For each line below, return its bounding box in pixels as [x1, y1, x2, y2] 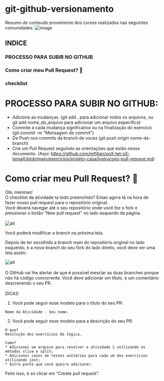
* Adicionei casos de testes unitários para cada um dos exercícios [5, 353, 148, 358]
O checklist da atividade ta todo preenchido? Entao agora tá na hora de [5, 194, 149, 200]
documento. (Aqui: [12, 151, 50, 157]
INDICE [5, 39, 27, 48]
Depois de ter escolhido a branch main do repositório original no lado [5, 239, 145, 245]
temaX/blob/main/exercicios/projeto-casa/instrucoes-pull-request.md [12, 156, 153, 162]
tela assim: [5, 250, 27, 256]
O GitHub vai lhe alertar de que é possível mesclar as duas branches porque [5, 269, 159, 275]
